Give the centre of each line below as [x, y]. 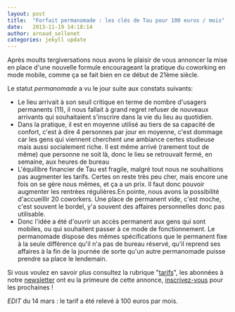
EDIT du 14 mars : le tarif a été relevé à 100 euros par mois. [93, 301]
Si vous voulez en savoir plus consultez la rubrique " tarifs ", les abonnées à [115, 273]
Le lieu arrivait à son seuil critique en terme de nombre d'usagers [112, 102]
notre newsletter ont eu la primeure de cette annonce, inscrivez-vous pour [115, 280]
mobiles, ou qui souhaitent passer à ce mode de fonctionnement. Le [116, 229]
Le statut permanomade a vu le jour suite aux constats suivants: [100, 89]
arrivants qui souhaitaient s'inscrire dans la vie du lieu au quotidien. [115, 117]
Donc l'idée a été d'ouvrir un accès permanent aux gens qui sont [112, 221]
